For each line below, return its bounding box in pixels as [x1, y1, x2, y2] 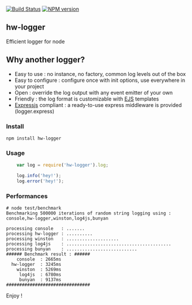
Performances [6, 192, 48, 200]
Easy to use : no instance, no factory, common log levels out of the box [14, 70, 186, 77]
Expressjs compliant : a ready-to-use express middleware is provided [14, 101, 182, 108]
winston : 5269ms [16, 266, 61, 273]
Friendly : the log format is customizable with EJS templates [14, 95, 159, 102]
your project [14, 82, 44, 90]
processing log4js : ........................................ [6, 241, 172, 247]
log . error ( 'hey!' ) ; [16, 178, 64, 184]
